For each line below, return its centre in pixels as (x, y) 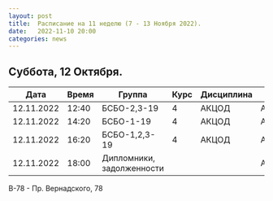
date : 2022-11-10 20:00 (52, 31)
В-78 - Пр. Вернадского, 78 (56, 189)
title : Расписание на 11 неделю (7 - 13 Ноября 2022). (105, 24)
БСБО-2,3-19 (130, 108)
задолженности (133, 168)
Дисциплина (227, 94)
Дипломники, (129, 158)
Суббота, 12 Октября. (66, 71)
